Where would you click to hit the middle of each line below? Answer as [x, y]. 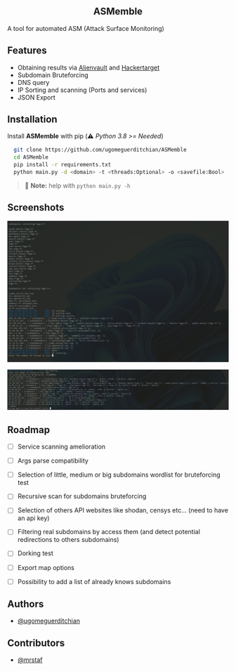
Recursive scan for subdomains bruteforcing [82, 496]
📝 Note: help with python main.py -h [77, 185]
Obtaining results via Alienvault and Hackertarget [88, 67]
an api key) [33, 518]
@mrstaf [30, 660]
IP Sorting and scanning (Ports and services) [82, 90]
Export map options [46, 567]
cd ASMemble [31, 157]
